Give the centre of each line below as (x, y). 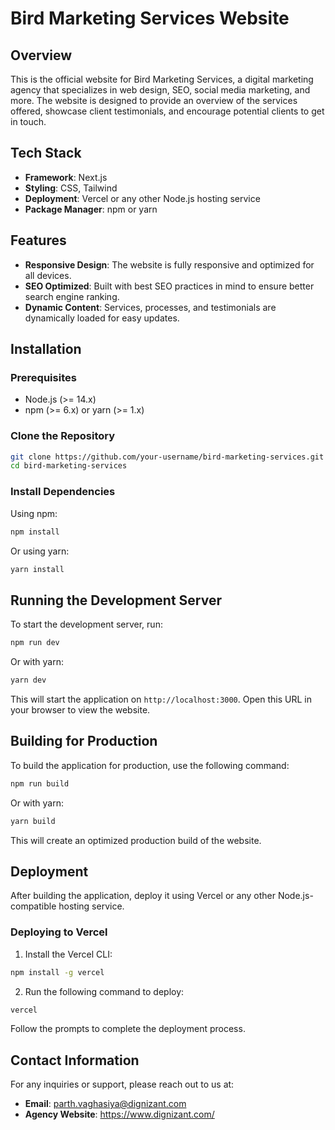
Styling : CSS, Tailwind (71, 188)
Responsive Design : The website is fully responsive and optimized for (169, 264)
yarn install (37, 569)
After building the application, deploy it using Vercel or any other (143, 896)
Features (38, 240)
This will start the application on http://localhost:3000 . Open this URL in (161, 699)
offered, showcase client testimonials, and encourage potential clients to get (167, 111)
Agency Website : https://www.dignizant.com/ (119, 1114)
